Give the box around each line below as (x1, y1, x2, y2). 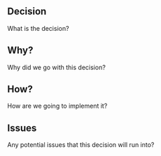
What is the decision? (7, 24, 69, 32)
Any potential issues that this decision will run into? (7, 141, 155, 149)
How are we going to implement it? (7, 101, 108, 111)
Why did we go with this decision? (7, 63, 106, 71)
